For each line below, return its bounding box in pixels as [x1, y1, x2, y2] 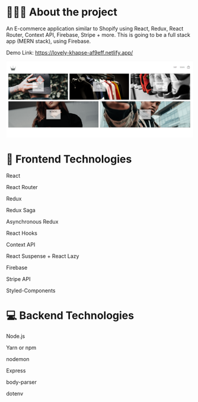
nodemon [6, 355, 30, 362]
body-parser [6, 378, 37, 385]
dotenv [6, 390, 24, 397]
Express [6, 367, 26, 374]
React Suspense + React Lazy [6, 252, 79, 260]
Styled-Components [6, 287, 56, 294]
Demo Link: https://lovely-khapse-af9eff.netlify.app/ [6, 49, 133, 56]
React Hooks [6, 229, 37, 237]
